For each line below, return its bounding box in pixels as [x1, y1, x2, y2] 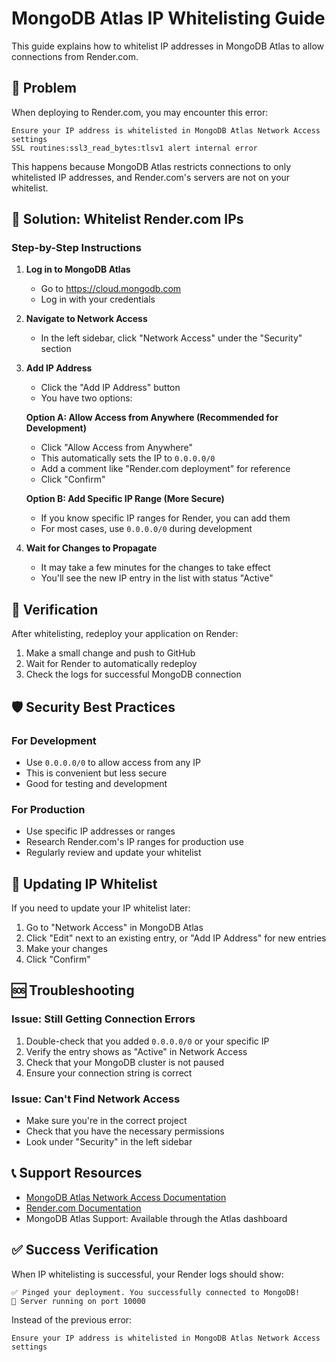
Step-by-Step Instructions [11, 241, 142, 255]
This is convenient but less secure [25, 767, 168, 779]
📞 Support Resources [11, 1165, 143, 1182]
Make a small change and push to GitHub [25, 647, 196, 659]
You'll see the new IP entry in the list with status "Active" [40, 572, 274, 584]
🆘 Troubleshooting [11, 982, 135, 999]
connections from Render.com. [11, 50, 139, 62]
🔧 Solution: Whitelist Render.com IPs [11, 211, 244, 228]
